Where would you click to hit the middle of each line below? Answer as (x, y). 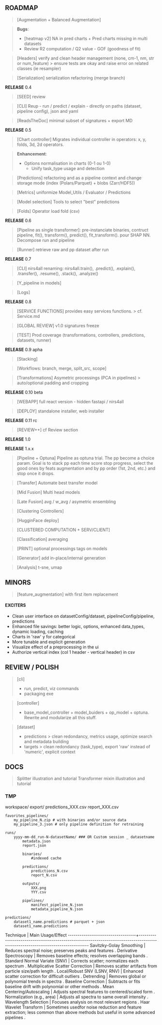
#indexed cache (46, 858)
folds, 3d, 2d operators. (40, 144)
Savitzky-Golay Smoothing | (118, 945)
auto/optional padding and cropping (52, 383)
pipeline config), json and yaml (47, 111)
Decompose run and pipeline (46, 240)
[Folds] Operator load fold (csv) (48, 211)
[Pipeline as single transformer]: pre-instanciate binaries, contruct (82, 230)
